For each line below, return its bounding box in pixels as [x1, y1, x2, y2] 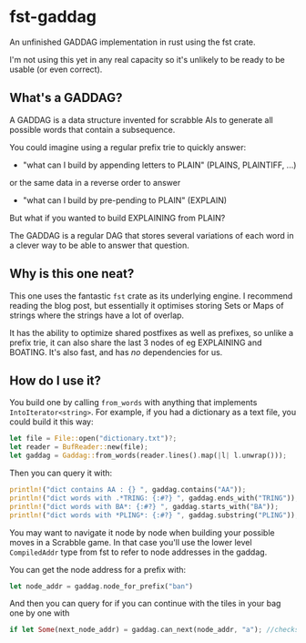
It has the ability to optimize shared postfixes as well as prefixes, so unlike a [9, 327, 294, 338]
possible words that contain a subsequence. [9, 124, 176, 135]
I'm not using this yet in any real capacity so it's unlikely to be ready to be [9, 54, 285, 65]
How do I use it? [9, 373, 102, 388]
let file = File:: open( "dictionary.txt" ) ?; [9, 434, 178, 444]
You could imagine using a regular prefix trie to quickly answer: [9, 141, 247, 152]
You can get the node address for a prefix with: [9, 564, 187, 575]
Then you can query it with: [9, 467, 113, 478]
